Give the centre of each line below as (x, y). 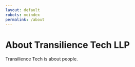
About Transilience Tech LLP (67, 45)
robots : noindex (23, 15)
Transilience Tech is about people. (42, 59)
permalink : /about (25, 19)
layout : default (23, 10)
